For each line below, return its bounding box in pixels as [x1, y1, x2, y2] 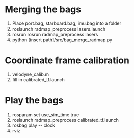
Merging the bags [5, 4, 82, 15]
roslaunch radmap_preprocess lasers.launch [12, 25, 106, 32]
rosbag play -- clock [12, 122, 56, 128]
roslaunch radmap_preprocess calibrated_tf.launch [12, 117, 119, 123]
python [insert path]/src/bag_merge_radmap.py [12, 37, 113, 43]
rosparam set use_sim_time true [12, 111, 79, 118]
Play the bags [5, 95, 64, 106]
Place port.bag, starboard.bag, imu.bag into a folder [12, 20, 122, 26]
